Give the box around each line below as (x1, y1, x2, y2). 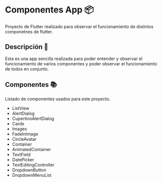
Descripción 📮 (5, 43, 49, 51)
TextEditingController (12, 162, 55, 167)
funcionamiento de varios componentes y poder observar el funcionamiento (5, 61, 158, 66)
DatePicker (12, 156, 34, 163)
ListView (12, 105, 30, 111)
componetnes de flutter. (5, 29, 53, 34)
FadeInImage (12, 131, 38, 136)
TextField (12, 152, 31, 157)
